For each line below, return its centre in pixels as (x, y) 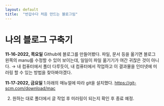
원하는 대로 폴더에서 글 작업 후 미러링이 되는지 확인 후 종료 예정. (73, 99)
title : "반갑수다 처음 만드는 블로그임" (41, 14)
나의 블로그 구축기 (39, 40)
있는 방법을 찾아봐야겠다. (48, 73)
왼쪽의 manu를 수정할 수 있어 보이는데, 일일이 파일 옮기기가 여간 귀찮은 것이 (78, 60)
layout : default (22, 10)
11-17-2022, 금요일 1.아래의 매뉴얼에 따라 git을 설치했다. (59, 83)
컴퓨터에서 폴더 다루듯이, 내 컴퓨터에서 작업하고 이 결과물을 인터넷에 (87, 66)
